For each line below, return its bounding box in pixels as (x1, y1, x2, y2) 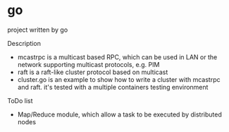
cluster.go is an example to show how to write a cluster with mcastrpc (17, 75, 221, 83)
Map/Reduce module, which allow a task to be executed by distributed (17, 110, 222, 119)
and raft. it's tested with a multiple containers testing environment (17, 83, 209, 91)
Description (7, 39, 41, 47)
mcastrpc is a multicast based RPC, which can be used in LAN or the (17, 52, 218, 61)
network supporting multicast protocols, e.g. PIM (17, 60, 160, 68)
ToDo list (7, 96, 33, 104)
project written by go (7, 25, 68, 34)
